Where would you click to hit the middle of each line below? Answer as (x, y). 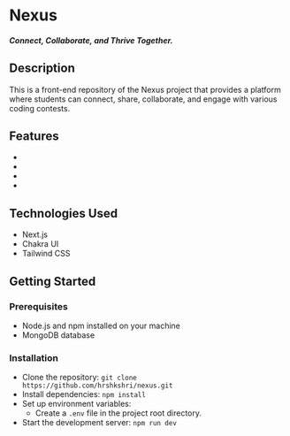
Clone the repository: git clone (79, 378)
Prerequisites (38, 306)
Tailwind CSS (46, 254)
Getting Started (53, 281)
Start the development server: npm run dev (99, 423)
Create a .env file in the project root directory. (118, 413)
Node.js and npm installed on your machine (101, 325)
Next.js (35, 234)
